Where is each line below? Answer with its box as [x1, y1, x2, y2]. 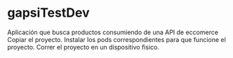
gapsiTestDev [7, 5, 90, 21]
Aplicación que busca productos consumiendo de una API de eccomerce [7, 28, 219, 36]
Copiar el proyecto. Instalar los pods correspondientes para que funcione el [7, 35, 226, 43]
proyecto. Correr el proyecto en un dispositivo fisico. [7, 43, 160, 51]
